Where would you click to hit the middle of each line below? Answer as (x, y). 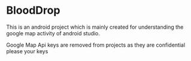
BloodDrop (33, 10)
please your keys (27, 51)
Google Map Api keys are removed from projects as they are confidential (96, 45)
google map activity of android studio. (53, 33)
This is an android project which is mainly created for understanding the (95, 27)
